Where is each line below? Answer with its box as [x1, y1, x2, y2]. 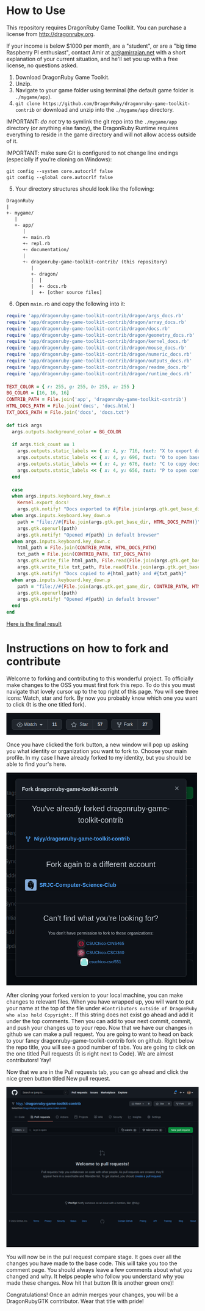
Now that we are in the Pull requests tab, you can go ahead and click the [6, 1068, 189, 1076]
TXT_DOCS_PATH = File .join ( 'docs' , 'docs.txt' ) [6, 409, 130, 416]
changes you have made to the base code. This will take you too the [6, 1260, 178, 1267]
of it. [6, 137, 18, 144]
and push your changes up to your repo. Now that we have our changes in [6, 1024, 193, 1031]
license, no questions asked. [6, 62, 78, 69]
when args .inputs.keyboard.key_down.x [12, 493, 111, 499]
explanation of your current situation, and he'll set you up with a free [6, 55, 178, 62]
